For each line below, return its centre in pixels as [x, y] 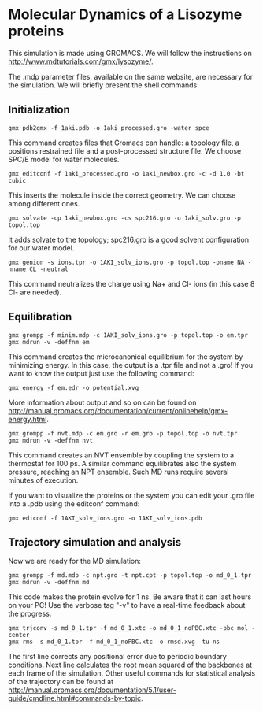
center [19, 635]
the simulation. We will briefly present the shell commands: [104, 85]
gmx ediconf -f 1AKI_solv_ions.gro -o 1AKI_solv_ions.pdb [105, 518]
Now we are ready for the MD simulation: [75, 561]
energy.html [28, 419]
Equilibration [40, 317]
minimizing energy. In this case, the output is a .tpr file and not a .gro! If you [131, 365]
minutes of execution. [43, 480]
